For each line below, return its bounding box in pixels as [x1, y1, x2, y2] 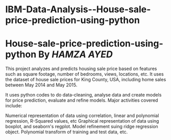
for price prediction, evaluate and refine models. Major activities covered [5, 97, 158, 103]
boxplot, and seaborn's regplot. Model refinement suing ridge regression [5, 124, 158, 130]
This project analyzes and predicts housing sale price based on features [5, 65, 157, 72]
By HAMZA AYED [38, 49, 113, 60]
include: [5, 103, 22, 109]
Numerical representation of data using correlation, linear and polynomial [5, 112, 159, 119]
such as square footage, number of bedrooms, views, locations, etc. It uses [5, 71, 164, 77]
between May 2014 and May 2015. [5, 82, 78, 88]
